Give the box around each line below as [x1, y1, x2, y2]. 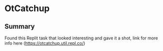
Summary [4, 22, 35, 31]
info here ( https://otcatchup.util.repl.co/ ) [4, 40, 86, 46]
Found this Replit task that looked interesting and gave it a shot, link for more [4, 35, 158, 41]
